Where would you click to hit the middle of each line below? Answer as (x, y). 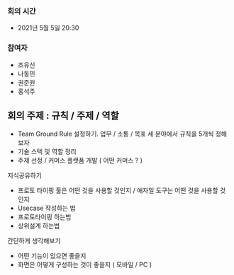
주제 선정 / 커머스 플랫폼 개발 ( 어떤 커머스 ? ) (80, 160)
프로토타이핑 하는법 (44, 217)
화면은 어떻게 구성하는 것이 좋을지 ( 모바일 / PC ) (85, 265)
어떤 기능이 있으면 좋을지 (52, 256)
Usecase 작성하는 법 (46, 208)
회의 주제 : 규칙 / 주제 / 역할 (63, 116)
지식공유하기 (25, 175)
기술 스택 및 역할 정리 (47, 152)
